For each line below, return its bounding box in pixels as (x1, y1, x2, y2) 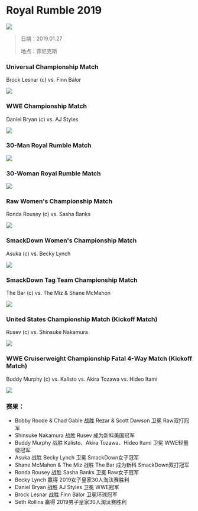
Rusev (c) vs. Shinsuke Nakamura (6, 329, 89, 336)
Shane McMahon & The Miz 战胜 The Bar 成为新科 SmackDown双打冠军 (14, 461, 190, 468)
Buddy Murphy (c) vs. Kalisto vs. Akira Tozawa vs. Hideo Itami (6, 375, 158, 383)
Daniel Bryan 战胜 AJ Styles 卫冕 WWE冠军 (14, 483, 119, 490)
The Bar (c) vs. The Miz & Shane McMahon (6, 290, 111, 297)
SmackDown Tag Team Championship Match (6, 276, 138, 284)
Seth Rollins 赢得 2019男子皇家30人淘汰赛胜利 (14, 498, 127, 505)
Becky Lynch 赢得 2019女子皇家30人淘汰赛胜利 (14, 476, 130, 483)
